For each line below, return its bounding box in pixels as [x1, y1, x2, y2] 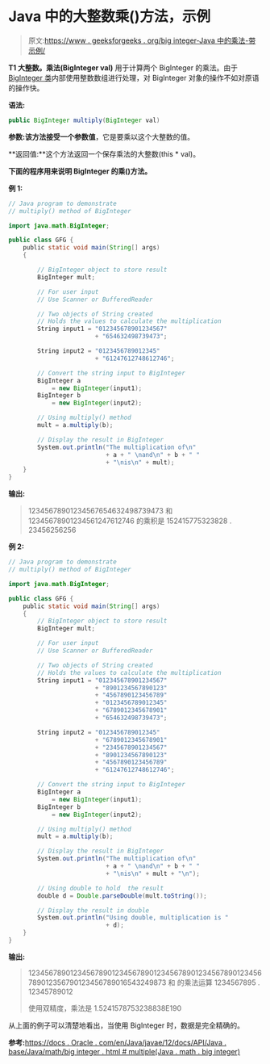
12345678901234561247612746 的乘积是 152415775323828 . [27, 516, 232, 526]
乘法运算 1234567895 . [184, 978, 260, 987]
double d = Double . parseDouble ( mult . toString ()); [37, 891, 207, 900]
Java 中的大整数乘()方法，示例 [8, 7, 211, 26]
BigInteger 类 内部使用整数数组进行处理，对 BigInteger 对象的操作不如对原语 [8, 73, 260, 82]
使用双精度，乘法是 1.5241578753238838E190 [27, 1003, 182, 1013]
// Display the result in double [37, 906, 150, 915]
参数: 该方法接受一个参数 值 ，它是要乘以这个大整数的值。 [8, 132, 195, 141]
